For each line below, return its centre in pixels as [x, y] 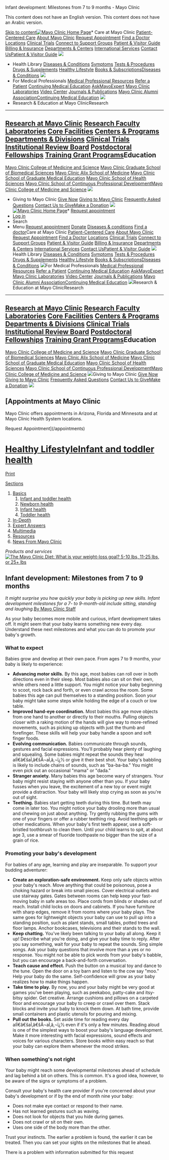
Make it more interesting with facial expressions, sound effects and [82, 1035]
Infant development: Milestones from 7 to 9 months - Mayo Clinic [72, 7]
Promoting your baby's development [51, 853]
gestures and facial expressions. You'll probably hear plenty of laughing [87, 749]
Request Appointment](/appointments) [45, 428]
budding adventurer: [26, 870]
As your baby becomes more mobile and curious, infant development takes [83, 619]
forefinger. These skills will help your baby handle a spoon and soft [82, 733]
